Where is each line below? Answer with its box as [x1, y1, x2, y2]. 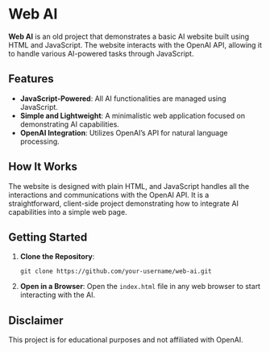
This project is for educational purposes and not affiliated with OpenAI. [8, 335, 243, 345]
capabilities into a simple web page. [8, 207, 127, 216]
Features [8, 72, 54, 86]
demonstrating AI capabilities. [19, 119, 119, 129]
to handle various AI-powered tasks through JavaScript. [8, 48, 194, 58]
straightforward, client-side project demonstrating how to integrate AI [8, 199, 239, 208]
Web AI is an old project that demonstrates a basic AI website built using [8, 31, 250, 41]
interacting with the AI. [19, 290, 96, 300]
